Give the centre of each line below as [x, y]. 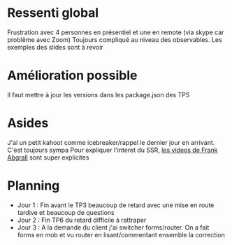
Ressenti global [53, 13]
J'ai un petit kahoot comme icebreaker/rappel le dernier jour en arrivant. [111, 142]
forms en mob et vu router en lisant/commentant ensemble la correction [121, 234]
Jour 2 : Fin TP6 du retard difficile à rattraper [82, 220]
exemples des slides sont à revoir [55, 47]
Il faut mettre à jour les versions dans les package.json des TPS [99, 94]
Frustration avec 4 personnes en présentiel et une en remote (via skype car [116, 32]
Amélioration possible [72, 76]
